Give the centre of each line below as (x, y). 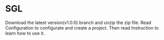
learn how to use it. (25, 33)
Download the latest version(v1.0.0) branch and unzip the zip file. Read (78, 22)
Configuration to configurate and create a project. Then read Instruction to (82, 27)
